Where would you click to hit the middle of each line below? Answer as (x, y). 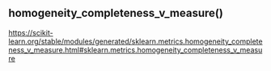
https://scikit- (31, 32)
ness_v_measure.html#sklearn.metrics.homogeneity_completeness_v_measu (135, 50)
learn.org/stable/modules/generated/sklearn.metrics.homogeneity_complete (135, 41)
